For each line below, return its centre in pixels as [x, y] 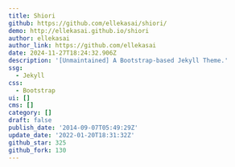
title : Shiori [32, 16]
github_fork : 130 [37, 150]
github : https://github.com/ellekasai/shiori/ [88, 23]
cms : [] [21, 105]
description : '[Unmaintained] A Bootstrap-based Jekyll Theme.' [118, 61]
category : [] [30, 113]
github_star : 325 [37, 143]
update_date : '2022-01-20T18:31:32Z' [72, 135]
